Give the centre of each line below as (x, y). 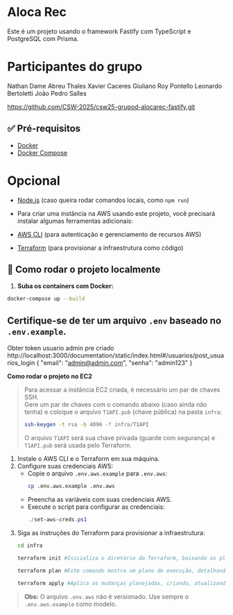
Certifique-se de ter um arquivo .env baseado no (114, 320)
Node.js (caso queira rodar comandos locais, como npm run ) (103, 200)
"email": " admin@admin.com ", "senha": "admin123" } (116, 363)
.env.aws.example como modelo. (70, 604)
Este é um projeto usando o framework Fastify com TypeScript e (100, 31)
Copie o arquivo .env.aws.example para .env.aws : (97, 473)
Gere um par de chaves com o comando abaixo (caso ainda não (115, 405)
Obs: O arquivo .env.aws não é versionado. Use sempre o (106, 597)
